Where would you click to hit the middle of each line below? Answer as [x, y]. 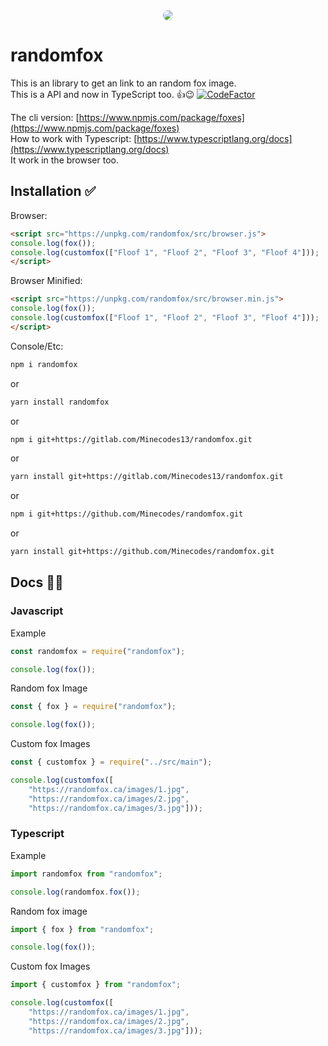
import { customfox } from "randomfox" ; [96, 985]
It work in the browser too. [64, 160]
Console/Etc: [37, 346]
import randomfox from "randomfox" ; [86, 874]
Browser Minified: [46, 281]
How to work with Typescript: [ [74, 138]
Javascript [37, 611]
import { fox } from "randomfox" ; [82, 929]
